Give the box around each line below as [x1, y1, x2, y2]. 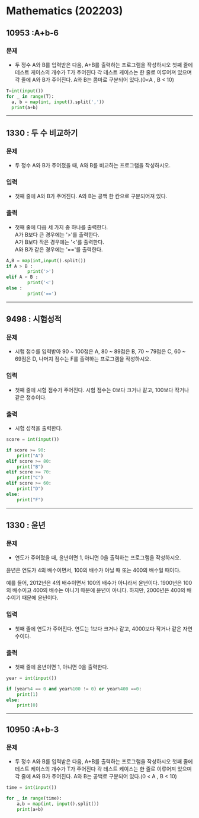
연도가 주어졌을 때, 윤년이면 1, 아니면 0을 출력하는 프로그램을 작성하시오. [14, 554, 182, 561]
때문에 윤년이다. [21, 594, 59, 601]
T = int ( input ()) [6, 88, 44, 94]
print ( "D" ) [17, 486, 44, 492]
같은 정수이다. [14, 393, 47, 401]
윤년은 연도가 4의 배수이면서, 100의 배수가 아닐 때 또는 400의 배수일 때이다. [6, 566, 181, 574]
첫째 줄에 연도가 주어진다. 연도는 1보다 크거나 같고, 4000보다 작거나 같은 [14, 625, 182, 632]
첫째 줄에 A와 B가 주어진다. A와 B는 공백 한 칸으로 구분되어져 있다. [14, 193, 168, 200]
